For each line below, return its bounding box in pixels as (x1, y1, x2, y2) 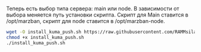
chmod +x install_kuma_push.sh (6, 34, 84, 40)
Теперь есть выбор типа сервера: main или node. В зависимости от (6, 5, 179, 12)
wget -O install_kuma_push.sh (6, 29, 82, 35)
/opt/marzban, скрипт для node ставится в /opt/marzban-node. (6, 18, 166, 24)
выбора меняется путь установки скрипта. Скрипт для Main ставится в (6, 11, 188, 18)
